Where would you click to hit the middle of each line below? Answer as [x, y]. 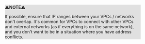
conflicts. [14, 37]
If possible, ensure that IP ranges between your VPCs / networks [70, 16]
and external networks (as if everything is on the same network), [70, 27]
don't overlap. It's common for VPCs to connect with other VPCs [69, 22]
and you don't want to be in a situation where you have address [68, 32]
